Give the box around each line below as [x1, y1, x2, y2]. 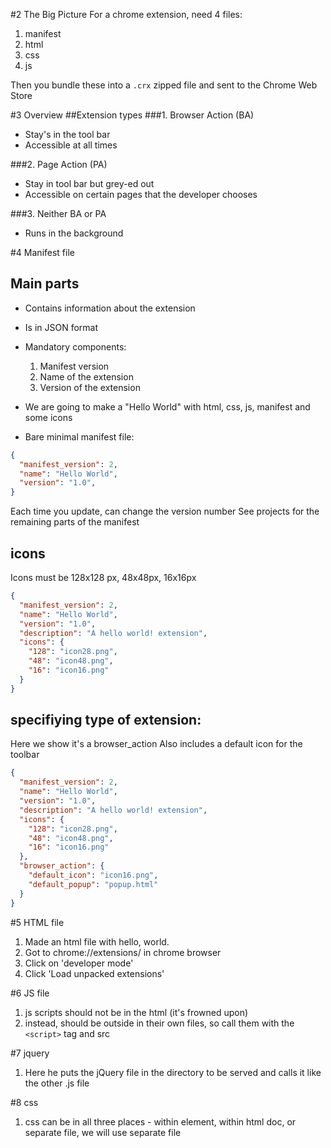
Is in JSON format [24, 321, 99, 333]
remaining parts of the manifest [10, 516, 140, 528]
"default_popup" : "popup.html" [28, 879, 159, 889]
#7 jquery [10, 1047, 50, 1059]
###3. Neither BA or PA [10, 208, 107, 219]
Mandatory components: [24, 340, 127, 353]
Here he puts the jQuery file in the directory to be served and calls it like [24, 1066, 322, 1078]
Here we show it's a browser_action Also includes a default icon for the [10, 738, 303, 750]
